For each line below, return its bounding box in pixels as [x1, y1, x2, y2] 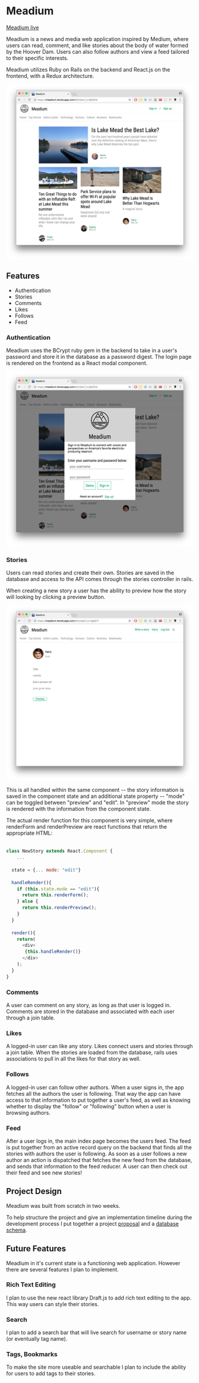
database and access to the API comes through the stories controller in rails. [6, 576, 194, 583]
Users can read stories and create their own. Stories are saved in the [6, 569, 174, 576]
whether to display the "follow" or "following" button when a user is [6, 1102, 171, 1109]
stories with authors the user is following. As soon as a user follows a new [6, 1150, 187, 1157]
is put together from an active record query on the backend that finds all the [6, 1143, 192, 1151]
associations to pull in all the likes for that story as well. [6, 1055, 141, 1062]
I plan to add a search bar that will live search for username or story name [6, 1329, 187, 1336]
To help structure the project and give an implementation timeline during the [6, 1214, 192, 1221]
